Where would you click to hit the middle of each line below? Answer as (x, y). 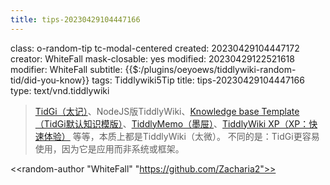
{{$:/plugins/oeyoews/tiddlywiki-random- (210, 69)
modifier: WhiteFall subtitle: (66, 69)
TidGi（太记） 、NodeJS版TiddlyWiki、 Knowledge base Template (167, 111)
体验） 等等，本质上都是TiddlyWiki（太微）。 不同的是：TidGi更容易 (181, 136)
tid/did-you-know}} (50, 80)
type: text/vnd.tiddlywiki (60, 90)
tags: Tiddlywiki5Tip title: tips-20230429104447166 (198, 80)
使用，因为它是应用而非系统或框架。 (109, 148)
